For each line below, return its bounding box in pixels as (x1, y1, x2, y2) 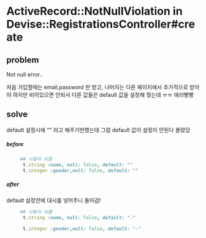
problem (6, 54, 39, 65)
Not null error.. (6, 71, 43, 78)
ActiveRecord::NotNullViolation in (6, 4, 183, 18)
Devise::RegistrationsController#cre (6, 17, 195, 31)
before (6, 141, 24, 148)
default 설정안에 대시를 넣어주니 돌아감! (6, 197, 101, 204)
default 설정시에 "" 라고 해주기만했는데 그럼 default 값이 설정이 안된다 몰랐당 (6, 126, 191, 133)
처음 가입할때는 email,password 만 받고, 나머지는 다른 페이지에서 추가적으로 (6, 84, 189, 91)
